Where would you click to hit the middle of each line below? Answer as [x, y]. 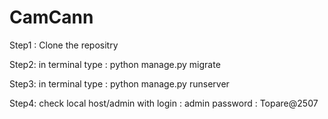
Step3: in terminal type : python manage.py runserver [119, 83]
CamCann [51, 17]
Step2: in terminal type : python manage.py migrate [115, 64]
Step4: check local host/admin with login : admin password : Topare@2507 [164, 103]
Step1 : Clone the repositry [64, 45]
